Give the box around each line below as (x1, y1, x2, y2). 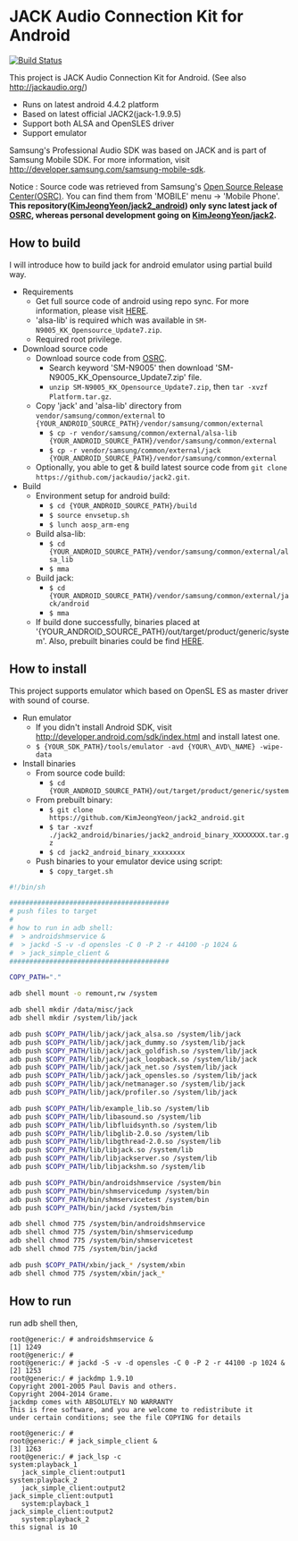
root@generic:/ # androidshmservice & (9, 1334, 153, 1343)
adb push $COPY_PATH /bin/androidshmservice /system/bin (9, 1178, 221, 1187)
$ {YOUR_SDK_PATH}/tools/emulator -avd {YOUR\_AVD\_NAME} (35, 742, 256, 751)
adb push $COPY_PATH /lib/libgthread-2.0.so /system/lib (9, 1138, 221, 1147)
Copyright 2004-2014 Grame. (9, 1389, 114, 1399)
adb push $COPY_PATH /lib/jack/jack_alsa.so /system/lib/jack (9, 1029, 242, 1038)
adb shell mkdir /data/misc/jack (9, 1005, 134, 1014)
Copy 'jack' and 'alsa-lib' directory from (35, 400, 182, 411)
